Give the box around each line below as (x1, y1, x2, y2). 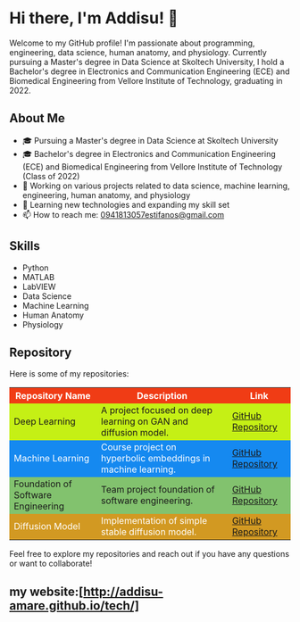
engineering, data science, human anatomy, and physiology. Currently (9, 46, 268, 57)
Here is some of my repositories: (9, 369, 129, 379)
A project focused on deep (101, 404, 212, 417)
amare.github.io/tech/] (9, 598, 140, 613)
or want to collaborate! (9, 558, 93, 569)
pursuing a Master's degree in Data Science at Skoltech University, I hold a (9, 56, 285, 67)
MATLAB (21, 271, 55, 282)
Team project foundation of (101, 484, 215, 496)
